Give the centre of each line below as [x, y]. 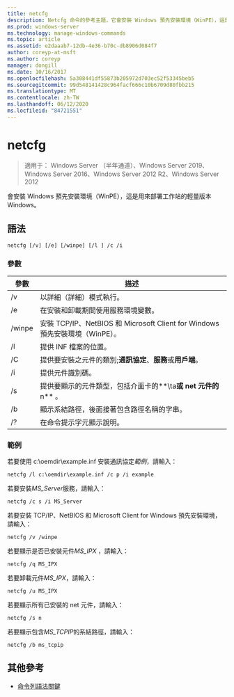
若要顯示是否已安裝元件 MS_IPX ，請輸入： [68, 551]
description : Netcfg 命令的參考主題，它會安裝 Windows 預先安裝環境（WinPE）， [114, 20]
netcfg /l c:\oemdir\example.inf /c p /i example [81, 475]
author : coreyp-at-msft [42, 53]
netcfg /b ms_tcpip [36, 645]
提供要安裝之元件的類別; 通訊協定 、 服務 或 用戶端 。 [121, 360]
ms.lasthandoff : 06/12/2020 [48, 104]
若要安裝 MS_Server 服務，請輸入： [56, 488]
